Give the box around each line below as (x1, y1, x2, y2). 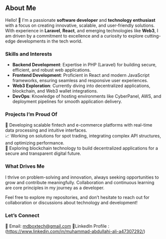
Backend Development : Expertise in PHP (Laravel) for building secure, (12, 62, 157, 68)
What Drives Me (5, 163, 45, 170)
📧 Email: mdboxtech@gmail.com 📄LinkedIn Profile (5, 223, 107, 229)
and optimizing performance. (5, 140, 64, 146)
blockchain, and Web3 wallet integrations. (12, 88, 98, 94)
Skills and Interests (5, 50, 52, 57)
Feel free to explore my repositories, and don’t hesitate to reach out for (5, 194, 150, 200)
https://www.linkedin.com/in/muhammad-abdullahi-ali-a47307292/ (6, 229, 144, 234)
